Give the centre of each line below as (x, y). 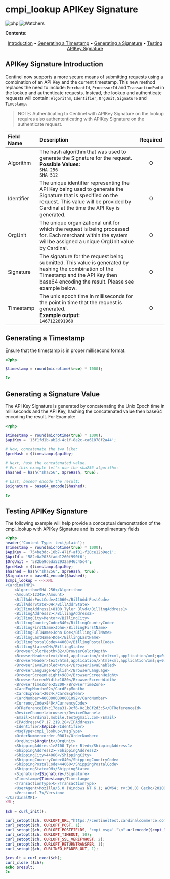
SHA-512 (49, 175)
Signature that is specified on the (79, 195)
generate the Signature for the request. (86, 158)
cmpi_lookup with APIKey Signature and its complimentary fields (72, 529)
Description (54, 139)
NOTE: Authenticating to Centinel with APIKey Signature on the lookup (91, 113)
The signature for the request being (82, 256)
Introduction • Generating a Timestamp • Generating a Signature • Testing (85, 43)
